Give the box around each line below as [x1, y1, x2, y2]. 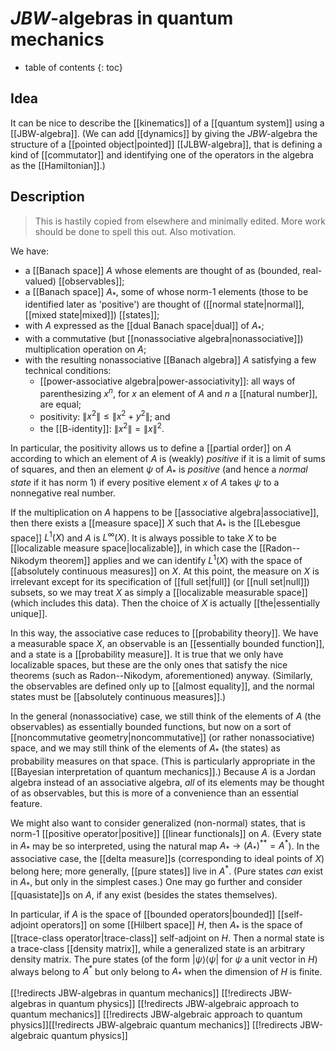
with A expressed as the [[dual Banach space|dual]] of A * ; [24, 320, 265, 334]
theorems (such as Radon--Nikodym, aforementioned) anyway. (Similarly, [10, 670, 313, 682]
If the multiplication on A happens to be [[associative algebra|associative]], [10, 506, 320, 518]
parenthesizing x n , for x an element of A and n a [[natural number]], [39, 386, 318, 399]
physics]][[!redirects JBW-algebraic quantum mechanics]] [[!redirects [10, 1018, 298, 1031]
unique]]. [10, 608, 48, 620]
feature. [10, 797, 43, 809]
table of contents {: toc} [24, 61, 123, 73]
